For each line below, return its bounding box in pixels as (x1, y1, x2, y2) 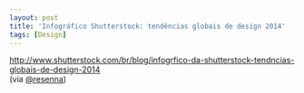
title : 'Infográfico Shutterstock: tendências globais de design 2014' (9, 22, 286, 31)
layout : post (9, 13, 59, 23)
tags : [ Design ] (9, 30, 67, 39)
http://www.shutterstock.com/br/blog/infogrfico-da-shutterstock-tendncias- (9, 55, 295, 66)
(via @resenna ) (9, 74, 66, 85)
